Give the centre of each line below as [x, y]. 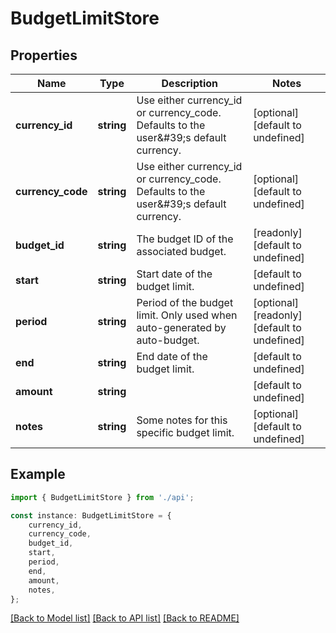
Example [38, 474]
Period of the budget [185, 302]
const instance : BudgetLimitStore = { [91, 515]
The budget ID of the [185, 239]
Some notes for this [182, 420]
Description [189, 83]
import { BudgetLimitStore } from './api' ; [102, 497]
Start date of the [174, 274]
